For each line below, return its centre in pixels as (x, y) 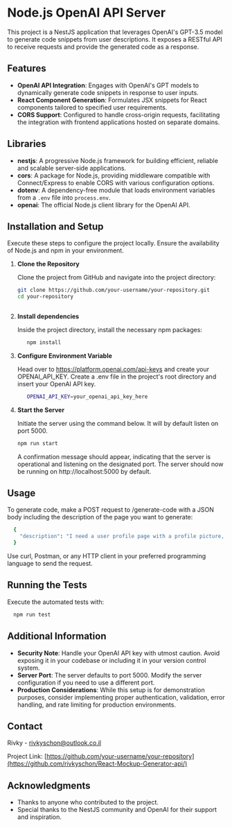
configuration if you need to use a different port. (86, 682)
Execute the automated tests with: (56, 602)
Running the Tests (47, 585)
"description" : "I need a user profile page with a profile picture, (122, 536)
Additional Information (57, 636)
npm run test (32, 614)
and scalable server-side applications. (72, 168)
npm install (44, 343)
